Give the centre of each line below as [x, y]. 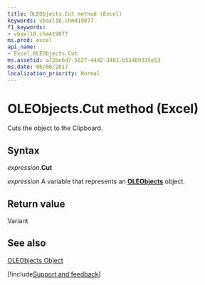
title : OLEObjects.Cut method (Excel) [65, 14]
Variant [18, 221]
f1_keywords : [27, 27]
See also [27, 243]
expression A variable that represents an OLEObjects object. [96, 181]
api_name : [22, 47]
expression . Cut [30, 168]
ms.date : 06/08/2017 [38, 67]
